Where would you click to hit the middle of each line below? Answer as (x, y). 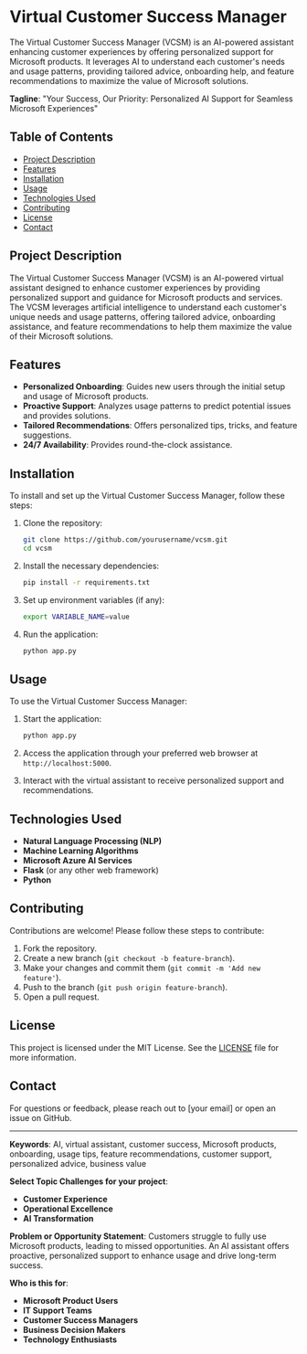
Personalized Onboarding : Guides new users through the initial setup (154, 386)
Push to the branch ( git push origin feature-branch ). (125, 987)
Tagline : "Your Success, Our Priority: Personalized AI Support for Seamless (152, 99)
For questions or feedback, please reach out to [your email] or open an (143, 1108)
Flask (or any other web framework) (90, 871)
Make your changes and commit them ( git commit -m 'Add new (142, 968)
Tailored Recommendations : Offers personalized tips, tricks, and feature (160, 426)
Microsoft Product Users (70, 1300)
